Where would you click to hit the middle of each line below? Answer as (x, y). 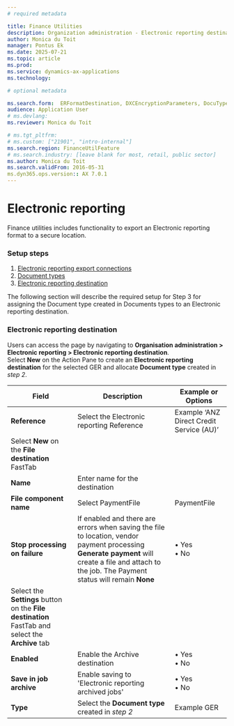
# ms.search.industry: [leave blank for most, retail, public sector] (112, 155)
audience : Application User (48, 110)
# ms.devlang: (28, 116)
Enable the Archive (108, 654)
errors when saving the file (121, 527)
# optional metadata (37, 91)
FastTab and (31, 626)
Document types (41, 276)
